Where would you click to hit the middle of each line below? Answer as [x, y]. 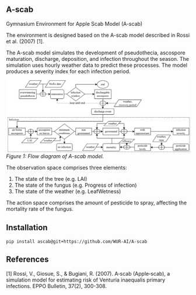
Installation [27, 227]
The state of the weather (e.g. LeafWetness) [68, 191]
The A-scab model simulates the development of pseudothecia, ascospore [96, 53]
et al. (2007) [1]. [25, 41]
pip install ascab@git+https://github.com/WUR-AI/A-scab [77, 241]
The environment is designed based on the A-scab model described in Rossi [98, 35]
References [27, 260]
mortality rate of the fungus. [40, 209]
